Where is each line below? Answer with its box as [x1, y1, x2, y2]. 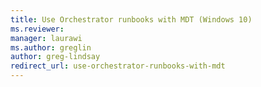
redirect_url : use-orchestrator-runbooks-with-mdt [10, 61, 226, 71]
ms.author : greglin [10, 42, 92, 53]
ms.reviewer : [10, 24, 65, 34]
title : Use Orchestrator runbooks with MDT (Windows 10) [10, 14, 253, 25]
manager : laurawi [10, 33, 83, 43]
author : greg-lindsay [10, 52, 101, 62]
